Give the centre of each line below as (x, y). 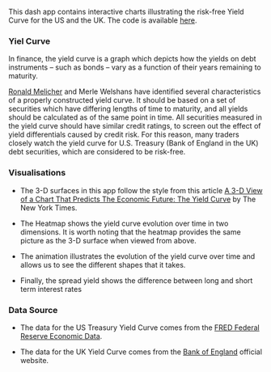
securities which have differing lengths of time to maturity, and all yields (128, 109)
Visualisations (37, 173)
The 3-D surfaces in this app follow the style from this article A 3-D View (141, 190)
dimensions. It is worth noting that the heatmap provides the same (130, 232)
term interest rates (51, 289)
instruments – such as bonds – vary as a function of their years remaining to (135, 67)
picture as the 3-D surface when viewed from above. (108, 240)
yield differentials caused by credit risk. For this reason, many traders (124, 135)
